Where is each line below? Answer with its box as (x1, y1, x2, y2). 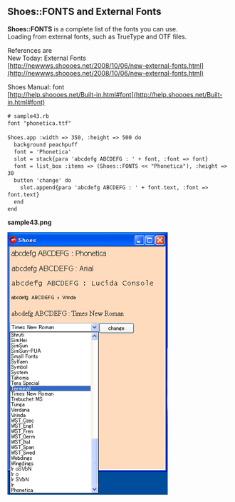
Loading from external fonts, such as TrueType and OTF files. (7, 32, 187, 41)
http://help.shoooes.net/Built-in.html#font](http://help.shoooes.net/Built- (9, 90, 223, 99)
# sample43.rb (7, 112, 50, 120)
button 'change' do (14, 176, 72, 184)
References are (7, 46, 52, 54)
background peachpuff (14, 141, 78, 149)
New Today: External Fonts (7, 54, 87, 62)
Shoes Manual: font (7, 82, 65, 91)
